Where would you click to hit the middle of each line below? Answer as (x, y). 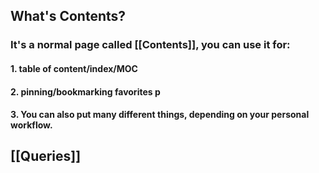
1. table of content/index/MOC (74, 68)
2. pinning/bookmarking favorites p (85, 91)
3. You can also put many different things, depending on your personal (160, 115)
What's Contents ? (68, 16)
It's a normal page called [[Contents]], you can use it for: (150, 45)
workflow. (31, 125)
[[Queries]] (46, 156)
